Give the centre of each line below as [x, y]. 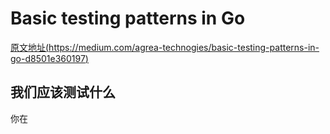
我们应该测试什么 [63, 92]
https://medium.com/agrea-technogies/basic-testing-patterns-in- [184, 47]
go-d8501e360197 [48, 58]
